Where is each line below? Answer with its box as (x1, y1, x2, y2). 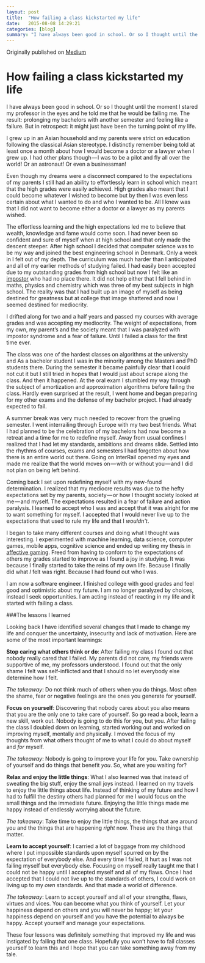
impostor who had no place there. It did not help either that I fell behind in (6, 275, 191, 282)
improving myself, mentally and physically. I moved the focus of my (6, 730, 176, 737)
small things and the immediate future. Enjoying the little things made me (6, 799, 189, 807)
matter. (6, 831, 24, 838)
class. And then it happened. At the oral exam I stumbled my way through (6, 377, 191, 384)
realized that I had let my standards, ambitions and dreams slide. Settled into (6, 441, 199, 448)
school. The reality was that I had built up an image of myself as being (6, 288, 183, 295)
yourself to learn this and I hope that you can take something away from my (6, 944, 196, 951)
